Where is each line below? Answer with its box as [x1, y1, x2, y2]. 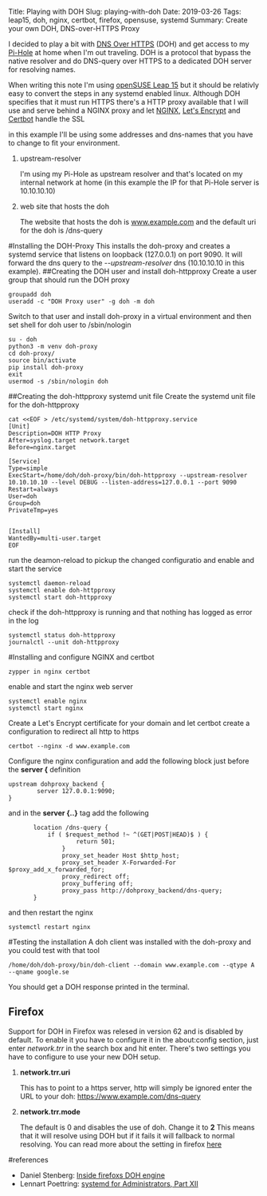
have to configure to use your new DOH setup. [8, 1051, 161, 1062]
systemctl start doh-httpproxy [8, 593, 112, 601]
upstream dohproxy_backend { [8, 780, 105, 788]
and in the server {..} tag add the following [8, 808, 149, 818]
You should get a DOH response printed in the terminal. [8, 983, 190, 991]
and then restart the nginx [8, 907, 94, 917]
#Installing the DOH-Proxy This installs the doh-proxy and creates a [8, 241, 230, 250]
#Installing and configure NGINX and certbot [8, 652, 155, 662]
